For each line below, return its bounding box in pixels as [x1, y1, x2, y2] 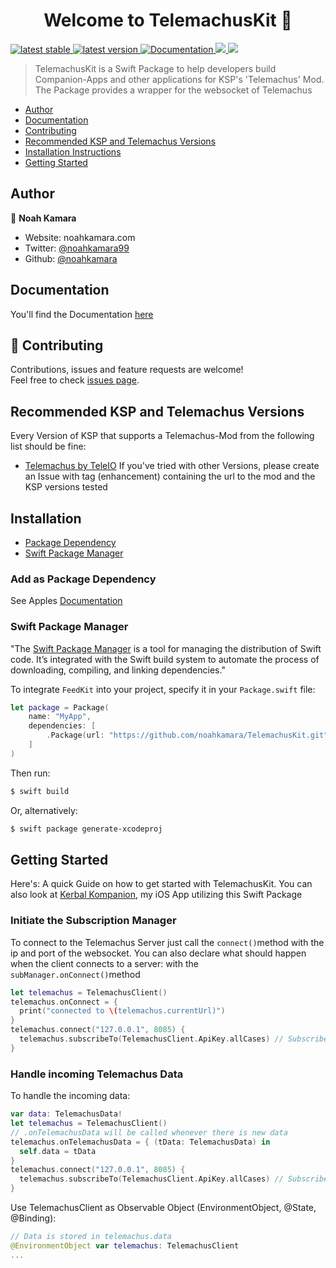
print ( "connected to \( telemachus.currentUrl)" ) [19, 1006, 226, 1016]
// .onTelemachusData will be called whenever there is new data [10, 1127, 288, 1138]
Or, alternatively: [10, 804, 78, 816]
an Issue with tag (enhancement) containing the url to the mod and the [24, 470, 316, 483]
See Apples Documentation [10, 595, 123, 607]
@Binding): [10, 1212, 57, 1224]
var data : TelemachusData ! [10, 1109, 123, 1119]
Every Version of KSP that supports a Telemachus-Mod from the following [10, 430, 315, 442]
